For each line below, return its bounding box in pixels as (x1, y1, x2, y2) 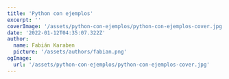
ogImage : (7, 55, 32, 62)
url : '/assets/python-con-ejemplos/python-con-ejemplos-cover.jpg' (13, 61, 210, 68)
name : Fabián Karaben (13, 42, 75, 49)
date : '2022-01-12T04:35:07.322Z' (7, 29, 106, 36)
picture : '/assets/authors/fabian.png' (13, 49, 128, 56)
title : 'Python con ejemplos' (7, 10, 94, 17)
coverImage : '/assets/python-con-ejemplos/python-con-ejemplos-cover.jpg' (7, 23, 226, 30)
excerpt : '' (7, 16, 41, 23)
